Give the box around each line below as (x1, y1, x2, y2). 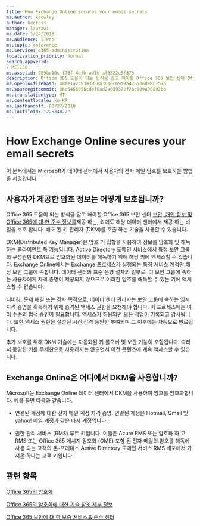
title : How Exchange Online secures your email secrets (6, 8, 148, 15)
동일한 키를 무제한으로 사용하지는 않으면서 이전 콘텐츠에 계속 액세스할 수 (12, 346, 180, 353)
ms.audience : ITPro (6, 36, 55, 42)
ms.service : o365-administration (6, 48, 89, 54)
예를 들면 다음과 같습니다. (14, 397, 73, 404)
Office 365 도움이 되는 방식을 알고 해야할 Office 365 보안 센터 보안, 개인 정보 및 (6, 211, 192, 218)
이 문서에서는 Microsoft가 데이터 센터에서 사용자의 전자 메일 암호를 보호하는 (6, 168, 182, 175)
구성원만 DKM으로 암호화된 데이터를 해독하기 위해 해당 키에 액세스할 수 (12, 253, 177, 261)
